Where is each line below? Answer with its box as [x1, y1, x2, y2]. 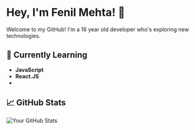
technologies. [6, 32, 41, 39]
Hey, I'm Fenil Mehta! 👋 [6, 5, 125, 20]
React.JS [15, 73, 39, 80]
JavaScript [15, 66, 44, 73]
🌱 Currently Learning [6, 50, 87, 60]
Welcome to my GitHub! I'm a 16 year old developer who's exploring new [6, 26, 189, 33]
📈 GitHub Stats [6, 98, 66, 108]
